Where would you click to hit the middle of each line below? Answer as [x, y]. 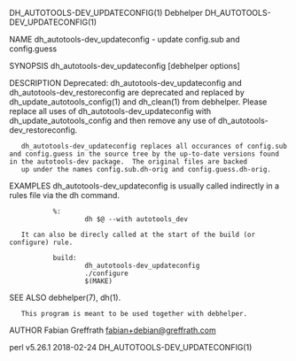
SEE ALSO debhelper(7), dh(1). [65, 297]
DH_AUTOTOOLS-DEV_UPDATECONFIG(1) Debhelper [106, 13]
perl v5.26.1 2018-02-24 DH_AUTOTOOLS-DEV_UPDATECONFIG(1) [131, 347]
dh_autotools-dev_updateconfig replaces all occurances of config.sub [154, 146]
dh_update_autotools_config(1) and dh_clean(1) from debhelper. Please [138, 102]
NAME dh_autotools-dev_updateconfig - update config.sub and [125, 39]
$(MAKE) [99, 281]
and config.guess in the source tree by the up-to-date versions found [144, 154]
